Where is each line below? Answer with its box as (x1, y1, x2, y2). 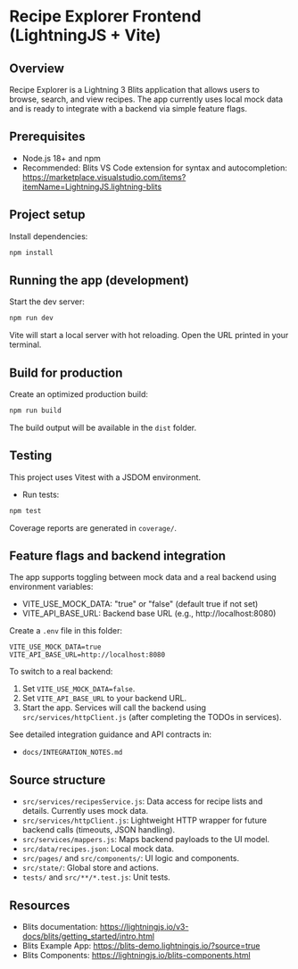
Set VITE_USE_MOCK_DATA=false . (21, 683, 136, 694)
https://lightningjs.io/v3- (99, 922, 189, 932)
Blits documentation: (21, 922, 98, 932)
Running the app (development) (9, 272, 190, 287)
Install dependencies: (9, 230, 88, 242)
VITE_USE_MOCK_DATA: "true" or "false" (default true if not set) (21, 599, 259, 609)
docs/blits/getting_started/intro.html (21, 931, 154, 941)
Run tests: (21, 489, 60, 500)
